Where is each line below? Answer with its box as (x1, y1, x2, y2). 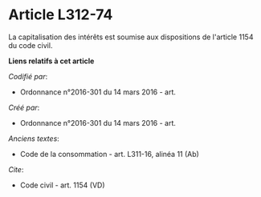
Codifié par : (8, 71, 48, 81)
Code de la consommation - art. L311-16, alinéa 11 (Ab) (19, 149, 199, 159)
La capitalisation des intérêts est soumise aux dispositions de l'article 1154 (8, 32, 254, 42)
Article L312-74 (8, 6, 113, 24)
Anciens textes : (8, 134, 60, 143)
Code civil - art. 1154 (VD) (19, 180, 105, 190)
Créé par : (8, 103, 40, 112)
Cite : (8, 164, 24, 174)
